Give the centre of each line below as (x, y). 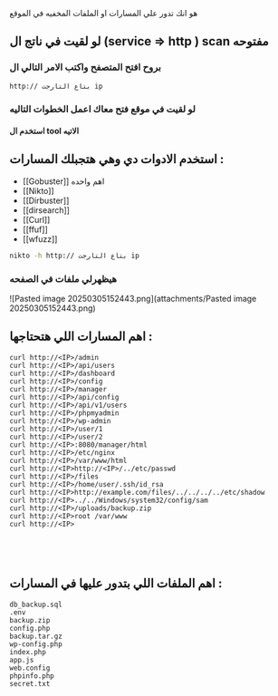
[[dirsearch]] (46, 210)
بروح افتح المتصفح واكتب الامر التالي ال (85, 67)
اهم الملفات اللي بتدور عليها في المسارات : (116, 584)
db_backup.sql (36, 604)
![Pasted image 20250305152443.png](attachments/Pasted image (133, 299)
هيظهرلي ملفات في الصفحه (63, 278)
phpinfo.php (32, 676)
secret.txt (30, 683)
